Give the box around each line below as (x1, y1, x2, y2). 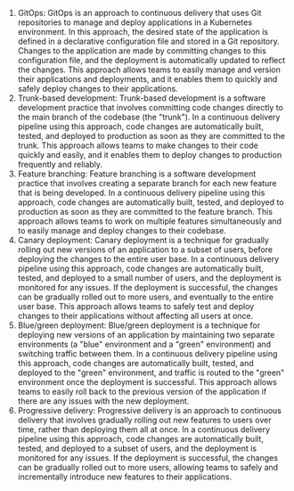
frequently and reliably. (17, 160, 103, 169)
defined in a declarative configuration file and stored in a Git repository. (17, 36, 280, 46)
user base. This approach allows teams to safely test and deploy (17, 301, 255, 311)
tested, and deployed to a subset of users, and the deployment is (17, 443, 257, 454)
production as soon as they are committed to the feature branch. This (17, 207, 274, 217)
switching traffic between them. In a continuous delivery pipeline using (17, 348, 278, 359)
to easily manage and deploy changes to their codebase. (17, 225, 227, 235)
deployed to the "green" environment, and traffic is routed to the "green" (17, 367, 285, 378)
